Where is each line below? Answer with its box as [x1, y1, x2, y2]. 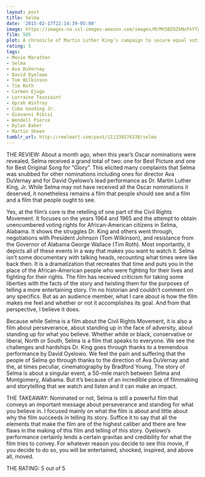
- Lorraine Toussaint [6, 94, 62, 100]
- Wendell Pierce [6, 117, 51, 123]
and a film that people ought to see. [6, 196, 96, 204]
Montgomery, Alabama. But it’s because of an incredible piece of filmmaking [6, 375, 198, 383]
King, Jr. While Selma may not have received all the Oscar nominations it [6, 183, 189, 190]
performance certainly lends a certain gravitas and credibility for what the [6, 433, 192, 440]
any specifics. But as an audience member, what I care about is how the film [6, 292, 198, 300]
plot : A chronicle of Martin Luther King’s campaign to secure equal [6, 37, 187, 43]
